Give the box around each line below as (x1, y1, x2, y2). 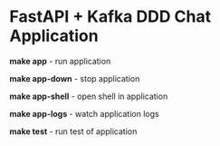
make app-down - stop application (9, 73, 140, 83)
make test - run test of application (9, 125, 138, 137)
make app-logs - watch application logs (9, 108, 160, 119)
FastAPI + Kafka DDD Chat (9, 6, 211, 27)
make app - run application (9, 55, 111, 66)
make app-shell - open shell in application (9, 91, 168, 102)
